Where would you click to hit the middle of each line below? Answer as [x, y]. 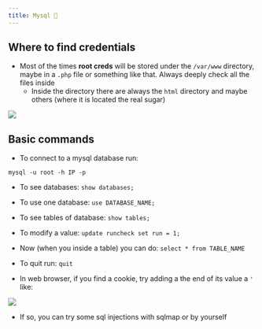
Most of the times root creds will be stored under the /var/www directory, [137, 66]
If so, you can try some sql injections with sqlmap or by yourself [123, 317]
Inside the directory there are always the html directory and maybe [139, 91]
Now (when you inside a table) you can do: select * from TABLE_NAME [132, 248]
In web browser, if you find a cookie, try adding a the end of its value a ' [137, 279]
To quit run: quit [46, 264]
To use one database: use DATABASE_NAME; [87, 202]
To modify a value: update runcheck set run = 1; [100, 233]
